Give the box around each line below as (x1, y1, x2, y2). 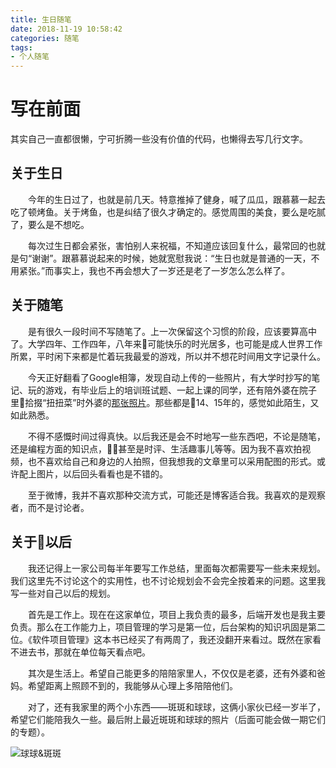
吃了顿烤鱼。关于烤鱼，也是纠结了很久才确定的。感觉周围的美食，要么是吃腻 (10, 206, 326, 218)
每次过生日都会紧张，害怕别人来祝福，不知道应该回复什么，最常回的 (28, 239, 308, 251)
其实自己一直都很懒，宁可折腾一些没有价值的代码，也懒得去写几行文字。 (10, 133, 308, 145)
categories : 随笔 (10, 33, 80, 43)
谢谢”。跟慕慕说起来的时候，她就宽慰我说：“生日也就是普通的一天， (31, 252, 312, 264)
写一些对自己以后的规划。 (10, 587, 116, 599)
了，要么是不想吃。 (10, 218, 90, 230)
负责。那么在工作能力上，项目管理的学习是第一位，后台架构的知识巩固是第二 (10, 621, 326, 633)
